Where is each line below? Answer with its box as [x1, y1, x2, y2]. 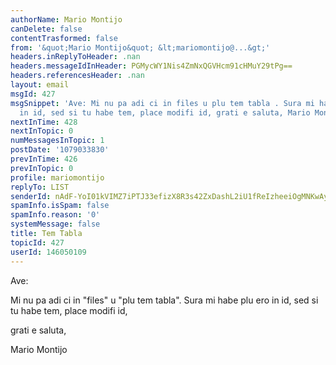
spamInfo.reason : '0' [10, 210, 101, 220]
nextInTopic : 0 [10, 126, 74, 136]
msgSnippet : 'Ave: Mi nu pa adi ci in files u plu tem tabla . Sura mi [10, 98, 315, 108]
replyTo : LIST [10, 182, 70, 192]
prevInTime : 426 [10, 154, 78, 164]
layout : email [10, 80, 70, 90]
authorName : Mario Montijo [10, 14, 123, 25]
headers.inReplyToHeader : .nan [10, 52, 141, 62]
